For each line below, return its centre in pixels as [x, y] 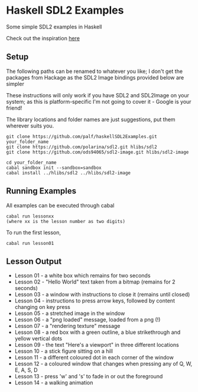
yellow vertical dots [38, 339]
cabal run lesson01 [30, 243]
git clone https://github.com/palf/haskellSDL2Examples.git [82, 136]
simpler [15, 84]
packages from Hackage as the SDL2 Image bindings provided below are [95, 77]
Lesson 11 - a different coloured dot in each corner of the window [94, 358]
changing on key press [43, 307]
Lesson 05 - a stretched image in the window [70, 313]
